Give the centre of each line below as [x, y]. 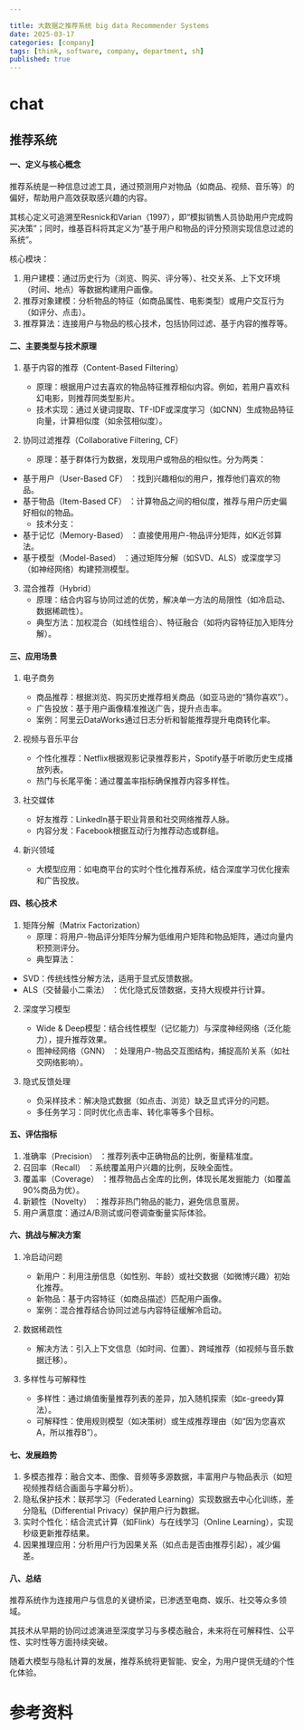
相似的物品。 [54, 513]
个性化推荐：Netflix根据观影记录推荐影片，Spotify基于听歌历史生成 [161, 758]
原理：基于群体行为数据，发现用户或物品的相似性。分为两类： [151, 459]
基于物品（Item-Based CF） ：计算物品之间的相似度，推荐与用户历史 [151, 501]
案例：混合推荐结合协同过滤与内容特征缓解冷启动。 [131, 1310]
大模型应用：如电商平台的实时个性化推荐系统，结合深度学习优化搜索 [163, 870]
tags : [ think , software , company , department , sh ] [107, 51]
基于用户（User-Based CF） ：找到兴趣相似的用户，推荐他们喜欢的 [147, 479]
